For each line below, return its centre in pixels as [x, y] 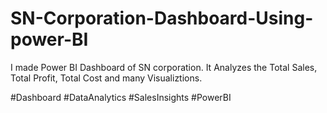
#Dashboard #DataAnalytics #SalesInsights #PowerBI [121, 97]
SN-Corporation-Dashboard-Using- [162, 18]
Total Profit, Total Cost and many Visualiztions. [106, 78]
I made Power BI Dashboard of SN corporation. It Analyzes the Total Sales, [164, 67]
